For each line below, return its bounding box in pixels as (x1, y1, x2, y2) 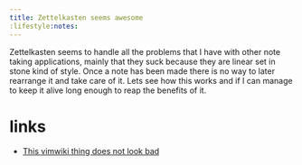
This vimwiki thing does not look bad (22, 146, 160, 157)
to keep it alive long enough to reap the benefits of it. (9, 85, 207, 96)
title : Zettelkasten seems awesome (9, 13, 144, 23)
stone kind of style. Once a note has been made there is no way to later (9, 65, 276, 77)
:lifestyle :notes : (9, 22, 79, 31)
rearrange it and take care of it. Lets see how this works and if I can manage (9, 75, 293, 86)
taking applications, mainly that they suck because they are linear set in (9, 56, 276, 67)
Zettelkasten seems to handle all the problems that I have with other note (9, 46, 281, 57)
